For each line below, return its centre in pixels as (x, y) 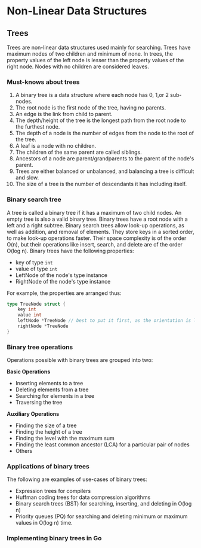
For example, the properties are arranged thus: (64, 293)
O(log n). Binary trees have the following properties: (70, 251)
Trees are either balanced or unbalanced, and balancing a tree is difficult (105, 171)
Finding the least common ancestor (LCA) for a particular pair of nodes (102, 445)
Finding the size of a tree (46, 425)
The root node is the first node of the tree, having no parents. (91, 108)
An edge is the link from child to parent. (64, 114)
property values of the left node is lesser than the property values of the (95, 60)
